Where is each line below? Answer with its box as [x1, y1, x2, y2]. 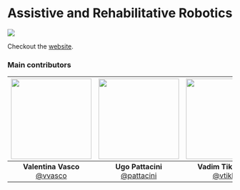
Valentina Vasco [22, 162, 80, 172]
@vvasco [35, 171, 67, 181]
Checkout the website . [7, 41, 74, 51]
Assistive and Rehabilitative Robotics [7, 5, 233, 21]
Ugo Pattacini [115, 162, 163, 172]
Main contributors [7, 59, 71, 69]
